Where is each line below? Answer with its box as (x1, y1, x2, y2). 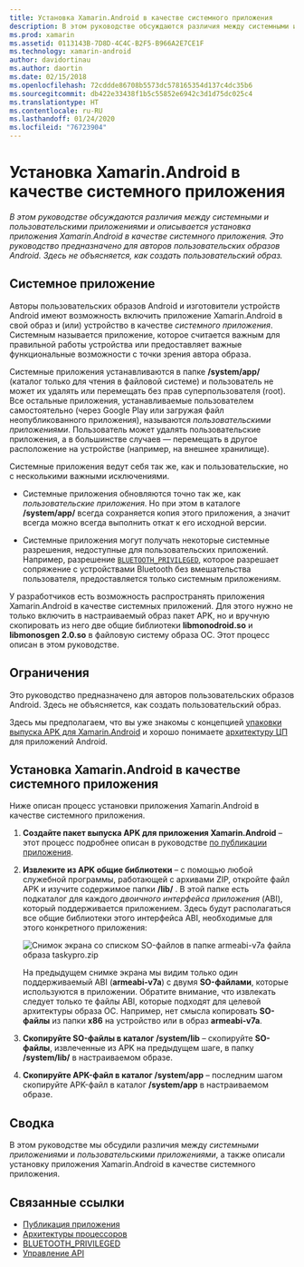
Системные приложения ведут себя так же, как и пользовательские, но (9, 460, 289, 472)
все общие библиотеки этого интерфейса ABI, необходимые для (22, 913, 273, 924)
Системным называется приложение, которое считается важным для (9, 329, 280, 340)
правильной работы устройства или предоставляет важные (9, 339, 242, 349)
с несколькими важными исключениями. (9, 470, 170, 481)
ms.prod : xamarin (9, 30, 75, 39)
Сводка (9, 1115, 54, 1131)
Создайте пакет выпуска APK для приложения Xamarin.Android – (22, 828, 283, 839)
